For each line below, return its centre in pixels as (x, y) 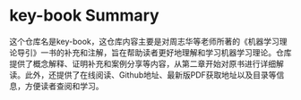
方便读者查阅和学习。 (64, 86)
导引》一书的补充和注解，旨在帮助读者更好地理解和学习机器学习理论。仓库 (154, 52)
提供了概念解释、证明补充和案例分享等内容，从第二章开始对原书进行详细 (142, 63)
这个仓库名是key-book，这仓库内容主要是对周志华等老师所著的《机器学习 (145, 41)
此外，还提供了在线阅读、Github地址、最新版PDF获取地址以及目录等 (150, 75)
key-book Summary (84, 16)
